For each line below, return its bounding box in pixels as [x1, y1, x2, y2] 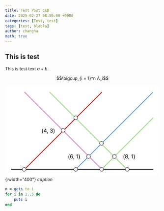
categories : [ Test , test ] [5, 18, 58, 23]
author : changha [5, 29, 38, 34]
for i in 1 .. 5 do [5, 192, 41, 197]
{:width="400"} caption [5, 177, 53, 182]
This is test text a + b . [5, 65, 49, 71]
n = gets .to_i [5, 187, 34, 192]
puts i [14, 197, 27, 202]
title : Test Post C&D [5, 8, 50, 13]
